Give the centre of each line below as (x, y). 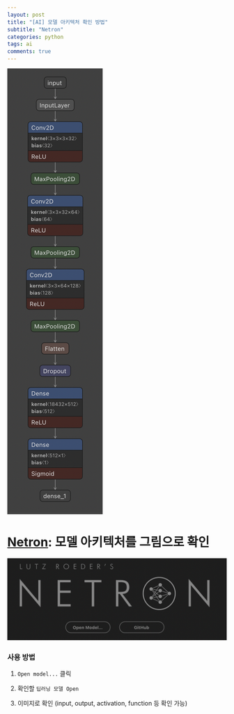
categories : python (36, 37)
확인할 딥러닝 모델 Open (48, 689)
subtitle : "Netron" (36, 29)
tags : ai (20, 44)
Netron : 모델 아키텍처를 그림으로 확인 (109, 542)
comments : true (29, 52)
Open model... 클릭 (44, 674)
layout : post (26, 15)
